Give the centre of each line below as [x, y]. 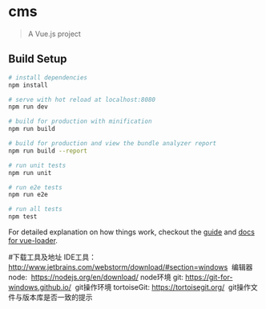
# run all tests [35, 209]
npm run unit [30, 173]
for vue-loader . [33, 240]
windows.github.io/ [40, 287]
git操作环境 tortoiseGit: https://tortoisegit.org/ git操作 [163, 287]
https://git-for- [209, 277]
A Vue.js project [54, 34]
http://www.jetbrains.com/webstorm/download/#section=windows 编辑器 [131, 267]
